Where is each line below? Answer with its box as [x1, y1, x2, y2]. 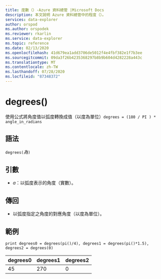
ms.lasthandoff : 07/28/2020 [5, 69, 65, 75]
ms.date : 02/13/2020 [5, 45, 49, 51]
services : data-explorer [5, 17, 58, 22]
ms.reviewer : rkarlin [5, 31, 51, 36]
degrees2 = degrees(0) [5, 246, 53, 251]
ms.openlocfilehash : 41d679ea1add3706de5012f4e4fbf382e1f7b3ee [5, 50, 143, 55]
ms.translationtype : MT [5, 60, 56, 65]
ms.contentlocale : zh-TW [5, 64, 58, 69]
